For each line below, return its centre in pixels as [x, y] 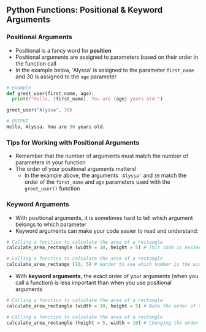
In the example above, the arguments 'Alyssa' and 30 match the [105, 175]
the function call [36, 63]
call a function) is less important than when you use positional [93, 283]
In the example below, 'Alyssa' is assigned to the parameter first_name [105, 70]
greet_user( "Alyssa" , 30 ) [39, 110]
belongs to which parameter [51, 224]
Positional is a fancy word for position [63, 50]
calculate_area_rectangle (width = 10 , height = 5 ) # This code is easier [104, 247]
